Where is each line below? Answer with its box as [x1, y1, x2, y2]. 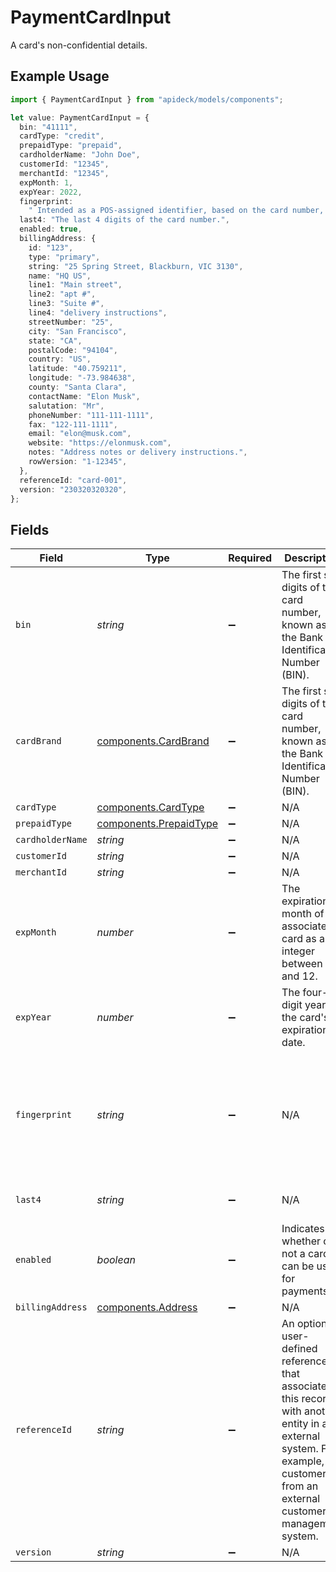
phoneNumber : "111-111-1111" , [28, 410, 155, 420]
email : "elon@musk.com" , [28, 429, 132, 439]
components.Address [96, 1301, 198, 1315]
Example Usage [10, 68, 110, 85]
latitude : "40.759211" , [28, 364, 128, 374]
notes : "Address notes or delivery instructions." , [28, 447, 248, 458]
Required [228, 551, 273, 565]
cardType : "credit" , [19, 131, 105, 141]
